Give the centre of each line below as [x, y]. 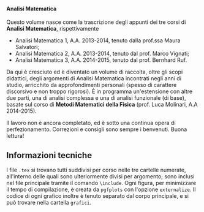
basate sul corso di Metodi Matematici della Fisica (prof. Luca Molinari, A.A [102, 105]
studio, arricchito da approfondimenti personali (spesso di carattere [92, 85]
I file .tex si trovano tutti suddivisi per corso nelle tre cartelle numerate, [96, 170]
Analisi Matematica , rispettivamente [53, 29]
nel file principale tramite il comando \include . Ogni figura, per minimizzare [101, 183]
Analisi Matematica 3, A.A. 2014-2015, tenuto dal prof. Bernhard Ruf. [101, 60]
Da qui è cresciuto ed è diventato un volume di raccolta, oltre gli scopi [95, 72]
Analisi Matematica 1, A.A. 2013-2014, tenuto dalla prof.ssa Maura [98, 40]
